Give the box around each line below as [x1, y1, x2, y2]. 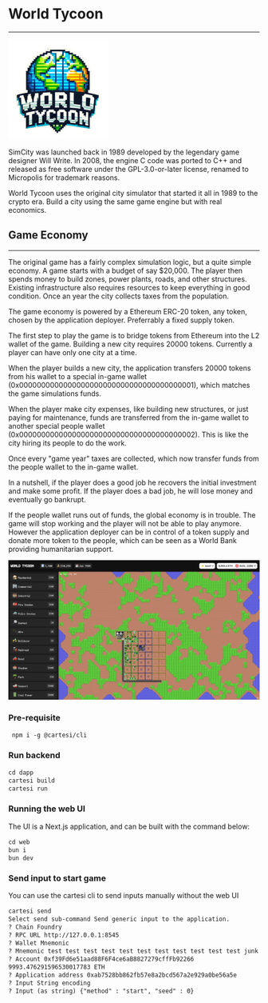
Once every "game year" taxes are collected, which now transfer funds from [8, 454, 259, 463]
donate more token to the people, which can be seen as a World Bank [8, 535, 237, 545]
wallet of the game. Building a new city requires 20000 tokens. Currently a [8, 339, 253, 349]
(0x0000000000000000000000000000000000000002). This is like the [8, 430, 249, 439]
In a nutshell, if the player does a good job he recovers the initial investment [8, 478, 257, 487]
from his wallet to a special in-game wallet [8, 371, 148, 381]
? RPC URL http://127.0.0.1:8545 [8, 931, 120, 939]
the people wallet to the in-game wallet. [8, 462, 139, 472]
